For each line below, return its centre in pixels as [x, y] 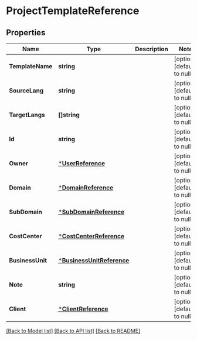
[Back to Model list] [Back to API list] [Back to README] [73, 331]
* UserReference [82, 163]
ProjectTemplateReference [73, 11]
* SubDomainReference [91, 212]
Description [152, 49]
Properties [26, 33]
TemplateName [31, 66]
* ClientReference [83, 309]
